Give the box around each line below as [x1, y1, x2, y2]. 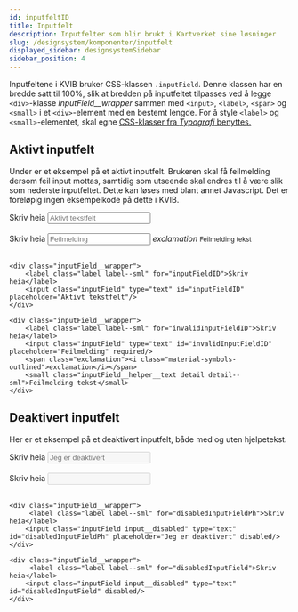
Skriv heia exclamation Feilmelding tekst [9, 233, 252, 244]
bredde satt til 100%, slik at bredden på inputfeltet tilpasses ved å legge [9, 88, 272, 99]
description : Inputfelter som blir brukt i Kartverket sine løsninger [9, 29, 277, 38]
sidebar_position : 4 [9, 54, 86, 63]
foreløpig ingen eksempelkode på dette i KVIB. [9, 194, 180, 205]
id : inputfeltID [9, 12, 69, 22]
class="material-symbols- [141, 355, 238, 364]
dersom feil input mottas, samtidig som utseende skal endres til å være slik [9, 175, 283, 186]
